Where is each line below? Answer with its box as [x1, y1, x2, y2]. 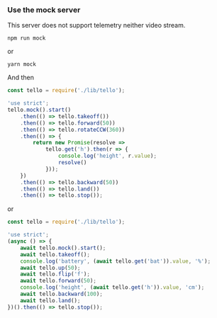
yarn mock [7, 61, 37, 68]
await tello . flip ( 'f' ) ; [20, 271, 91, 278]
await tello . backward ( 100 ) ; [20, 290, 103, 298]
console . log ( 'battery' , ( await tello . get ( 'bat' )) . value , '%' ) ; [20, 257, 211, 265]
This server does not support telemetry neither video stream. [7, 21, 186, 30]
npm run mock [7, 35, 46, 42]
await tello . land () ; [20, 297, 81, 304]
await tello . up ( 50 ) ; [20, 264, 81, 271]
